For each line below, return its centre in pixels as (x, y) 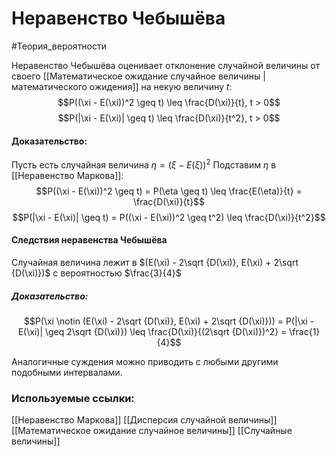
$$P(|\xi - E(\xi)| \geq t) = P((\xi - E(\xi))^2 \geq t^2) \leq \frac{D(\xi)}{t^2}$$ (169, 217)
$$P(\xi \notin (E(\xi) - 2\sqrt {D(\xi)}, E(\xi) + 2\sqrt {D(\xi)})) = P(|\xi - (169, 321)
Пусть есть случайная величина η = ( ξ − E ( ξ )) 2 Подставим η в (144, 164)
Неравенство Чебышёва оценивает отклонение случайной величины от (166, 65)
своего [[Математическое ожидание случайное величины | (138, 76)
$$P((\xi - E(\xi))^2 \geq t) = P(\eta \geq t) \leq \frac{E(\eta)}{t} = (169, 191)
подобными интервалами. (67, 372)
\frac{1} (305, 331)
